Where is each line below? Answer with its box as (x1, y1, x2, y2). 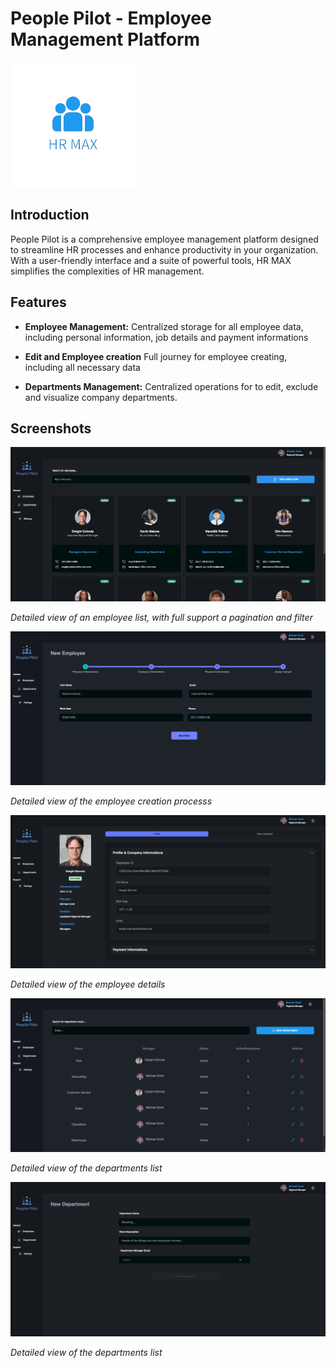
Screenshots (10, 420, 92, 437)
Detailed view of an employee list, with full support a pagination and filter (10, 612, 313, 624)
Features (10, 294, 67, 311)
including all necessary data (24, 361, 141, 373)
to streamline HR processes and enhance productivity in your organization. (10, 243, 319, 256)
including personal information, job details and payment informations (24, 331, 309, 343)
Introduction (10, 207, 90, 224)
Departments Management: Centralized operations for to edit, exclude (24, 380, 319, 392)
